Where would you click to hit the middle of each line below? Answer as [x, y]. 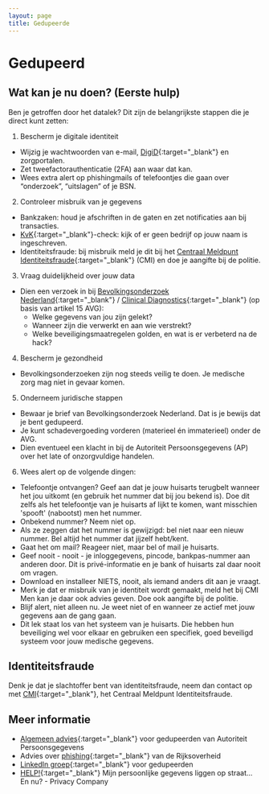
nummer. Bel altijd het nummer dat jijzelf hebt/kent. [104, 538]
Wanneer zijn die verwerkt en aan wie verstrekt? [112, 325]
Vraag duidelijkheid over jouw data [77, 275]
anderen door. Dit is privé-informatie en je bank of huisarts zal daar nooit [140, 564]
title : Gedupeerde [39, 23]
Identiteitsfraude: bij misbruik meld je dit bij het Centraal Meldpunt [129, 251]
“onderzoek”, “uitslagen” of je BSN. [78, 186]
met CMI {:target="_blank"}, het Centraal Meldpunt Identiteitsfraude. [120, 694]
